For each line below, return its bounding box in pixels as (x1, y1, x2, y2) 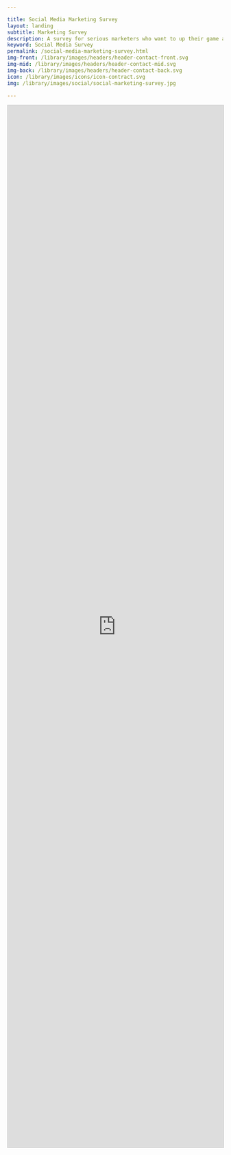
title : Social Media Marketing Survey (7, 16, 118, 23)
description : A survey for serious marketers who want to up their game (7, 35, 219, 42)
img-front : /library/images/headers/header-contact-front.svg (7, 54, 189, 62)
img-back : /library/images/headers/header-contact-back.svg (7, 66, 183, 74)
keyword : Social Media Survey (7, 42, 94, 49)
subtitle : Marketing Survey (7, 29, 88, 36)
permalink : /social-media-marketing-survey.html (7, 48, 149, 55)
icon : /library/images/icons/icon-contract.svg (7, 73, 146, 80)
